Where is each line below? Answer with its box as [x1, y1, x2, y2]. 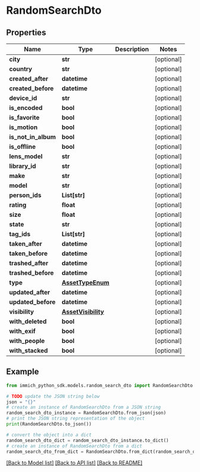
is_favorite [9, 114, 40, 121]
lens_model [9, 152, 43, 160]
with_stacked [9, 347, 48, 354]
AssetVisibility [61, 308, 104, 315]
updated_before [9, 298, 56, 306]
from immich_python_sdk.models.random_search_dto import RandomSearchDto [6, 382, 193, 388]
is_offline [9, 143, 36, 151]
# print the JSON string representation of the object [6, 416, 145, 422]
